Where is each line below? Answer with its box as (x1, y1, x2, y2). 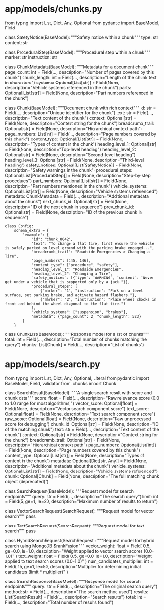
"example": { (23, 232, 49, 237)
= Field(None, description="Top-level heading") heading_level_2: (5, 146, 136, 152)
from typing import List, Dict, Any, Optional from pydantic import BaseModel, (5, 20, 160, 26)
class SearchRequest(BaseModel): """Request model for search (5, 488, 134, 494)
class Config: (5, 223, 34, 229)
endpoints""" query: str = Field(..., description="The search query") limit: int (5, 493, 158, 499)
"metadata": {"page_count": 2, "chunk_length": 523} (31, 314, 141, 319)
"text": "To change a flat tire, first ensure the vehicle (31, 241, 154, 246)
